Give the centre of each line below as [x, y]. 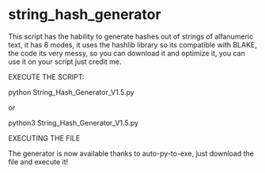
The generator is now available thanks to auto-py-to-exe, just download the [131, 153]
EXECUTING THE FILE [44, 138]
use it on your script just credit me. [65, 62]
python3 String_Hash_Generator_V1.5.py [74, 122]
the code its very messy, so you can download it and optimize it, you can [127, 53]
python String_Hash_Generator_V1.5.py [71, 92]
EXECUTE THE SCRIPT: [46, 77]
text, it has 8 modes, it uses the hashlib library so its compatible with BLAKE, [132, 44]
